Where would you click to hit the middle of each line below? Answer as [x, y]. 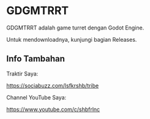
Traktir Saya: [22, 74]
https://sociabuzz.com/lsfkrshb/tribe [53, 85]
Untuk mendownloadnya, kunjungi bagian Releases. [72, 39]
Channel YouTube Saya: [36, 97]
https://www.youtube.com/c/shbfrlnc [53, 109]
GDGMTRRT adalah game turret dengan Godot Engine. [75, 28]
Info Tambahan [36, 59]
